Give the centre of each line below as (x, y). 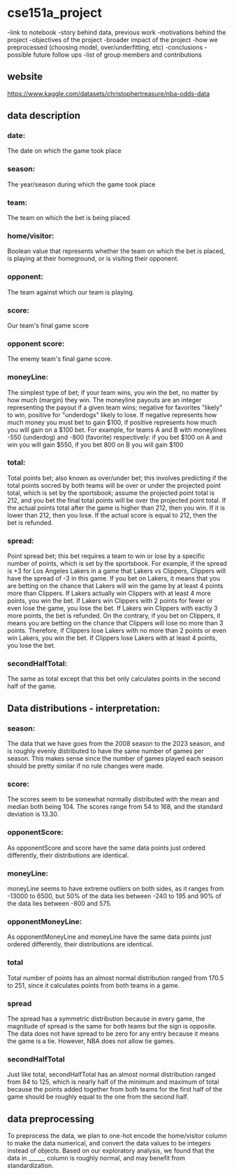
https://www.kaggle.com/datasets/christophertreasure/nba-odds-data (109, 93)
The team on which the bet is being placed (69, 218)
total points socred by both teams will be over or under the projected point (114, 485)
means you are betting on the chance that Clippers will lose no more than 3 (115, 623)
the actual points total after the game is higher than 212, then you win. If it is (116, 508)
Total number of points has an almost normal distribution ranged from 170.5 (116, 978)
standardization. (30, 1165)
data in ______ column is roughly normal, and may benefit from (96, 1157)
